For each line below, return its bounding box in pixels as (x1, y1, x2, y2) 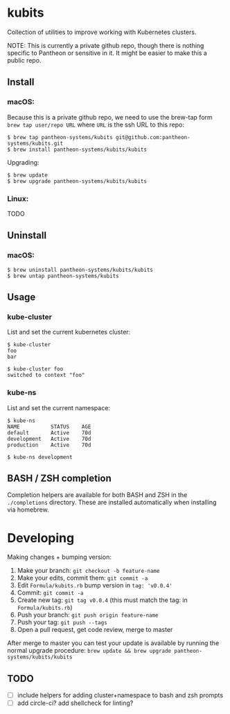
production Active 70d (7, 441, 91, 448)
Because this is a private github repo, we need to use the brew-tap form (7, 113, 213, 121)
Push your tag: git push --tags (17, 618, 107, 626)
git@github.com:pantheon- (115, 133, 191, 140)
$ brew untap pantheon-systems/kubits (7, 273, 119, 279)
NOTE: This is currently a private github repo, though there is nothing (7, 41, 204, 49)
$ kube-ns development (7, 453, 73, 460)
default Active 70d (7, 429, 91, 436)
